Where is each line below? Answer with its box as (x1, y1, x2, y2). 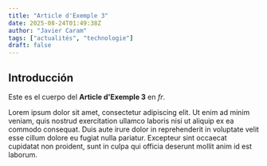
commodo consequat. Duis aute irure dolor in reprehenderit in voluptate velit (8, 125, 259, 134)
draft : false (8, 41, 52, 49)
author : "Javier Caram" (8, 26, 88, 34)
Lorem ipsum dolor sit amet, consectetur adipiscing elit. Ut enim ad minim (8, 107, 250, 117)
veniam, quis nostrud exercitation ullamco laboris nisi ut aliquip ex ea (8, 116, 234, 125)
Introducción (8, 71, 74, 85)
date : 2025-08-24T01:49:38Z (8, 19, 102, 27)
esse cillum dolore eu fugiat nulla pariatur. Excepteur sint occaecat (8, 132, 227, 142)
